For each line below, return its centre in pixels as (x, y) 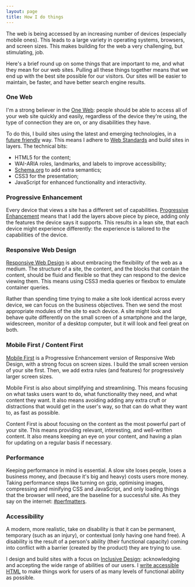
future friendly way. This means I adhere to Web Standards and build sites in (97, 140)
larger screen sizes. (30, 376)
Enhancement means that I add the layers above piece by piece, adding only (97, 216)
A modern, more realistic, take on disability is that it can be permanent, (91, 529)
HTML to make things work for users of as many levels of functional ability (95, 572)
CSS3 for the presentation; (46, 176)
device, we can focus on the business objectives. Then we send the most (94, 305)
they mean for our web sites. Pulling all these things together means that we (97, 70)
